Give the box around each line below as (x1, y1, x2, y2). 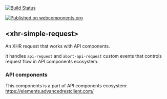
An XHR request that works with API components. (5, 43, 110, 49)
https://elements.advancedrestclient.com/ (5, 88, 94, 94)
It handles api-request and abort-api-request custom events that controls (5, 53, 162, 59)
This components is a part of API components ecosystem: (5, 83, 128, 89)
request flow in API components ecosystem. (5, 58, 99, 64)
